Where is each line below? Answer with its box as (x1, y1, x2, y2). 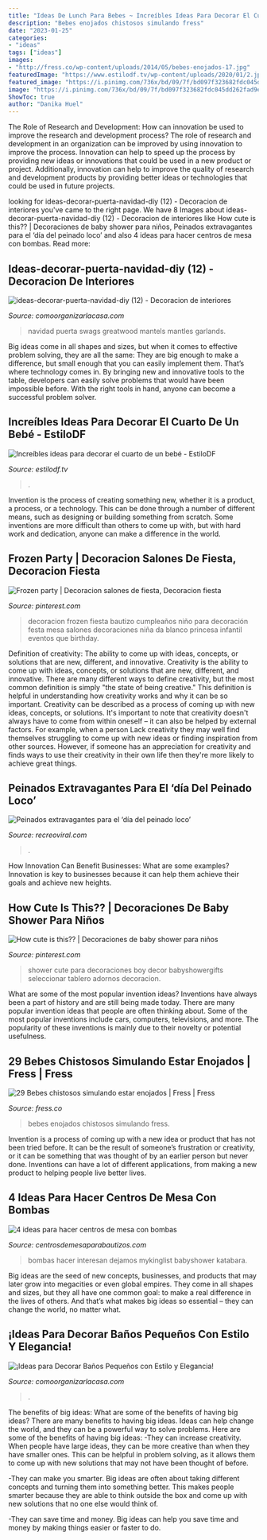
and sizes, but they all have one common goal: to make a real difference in (8, 1287, 252, 1297)
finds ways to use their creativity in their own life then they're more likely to (8, 750, 254, 759)
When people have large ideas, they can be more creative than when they (8, 1441, 250, 1451)
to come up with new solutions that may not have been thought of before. (8, 1458, 249, 1468)
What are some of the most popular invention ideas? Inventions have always (8, 989, 257, 999)
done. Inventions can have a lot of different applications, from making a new (8, 1160, 257, 1169)
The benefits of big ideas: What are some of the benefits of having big (8, 1407, 238, 1417)
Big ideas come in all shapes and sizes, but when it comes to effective (8, 341, 238, 351)
